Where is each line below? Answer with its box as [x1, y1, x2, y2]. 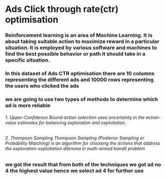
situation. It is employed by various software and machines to [5, 44, 157, 51]
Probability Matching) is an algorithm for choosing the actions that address [5, 140, 161, 146]
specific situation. [5, 57, 50, 64]
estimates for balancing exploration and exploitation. [17, 119, 127, 125]
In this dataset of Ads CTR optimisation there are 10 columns [5, 70, 155, 77]
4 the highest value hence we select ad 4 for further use [5, 167, 144, 174]
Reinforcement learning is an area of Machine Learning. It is [5, 32, 153, 39]
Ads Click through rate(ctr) [5, 3, 119, 15]
